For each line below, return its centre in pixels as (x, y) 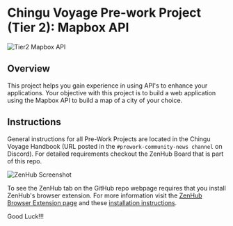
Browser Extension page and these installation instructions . (92, 202)
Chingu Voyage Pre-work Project (104, 13)
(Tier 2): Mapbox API (68, 27)
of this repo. (25, 161)
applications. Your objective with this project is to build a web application (112, 92)
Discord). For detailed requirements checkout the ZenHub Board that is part (115, 154)
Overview (29, 68)
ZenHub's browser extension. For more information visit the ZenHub (105, 195)
